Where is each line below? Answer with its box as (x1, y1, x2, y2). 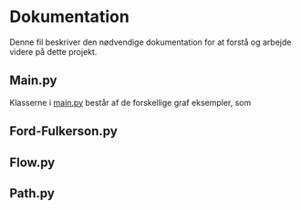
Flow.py (9, 154, 56, 170)
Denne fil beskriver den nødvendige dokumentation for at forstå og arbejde (9, 37, 292, 47)
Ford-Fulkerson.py (9, 123, 119, 139)
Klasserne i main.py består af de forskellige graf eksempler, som (9, 97, 252, 108)
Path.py (9, 185, 55, 201)
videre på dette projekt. (9, 46, 98, 57)
